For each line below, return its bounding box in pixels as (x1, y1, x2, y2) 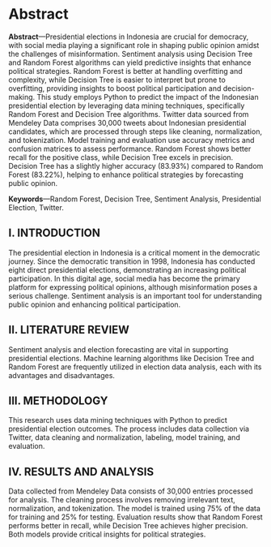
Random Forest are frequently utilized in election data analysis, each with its (8, 362, 262, 372)
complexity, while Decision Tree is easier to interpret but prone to (8, 75, 227, 84)
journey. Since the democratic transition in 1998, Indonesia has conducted (8, 256, 256, 266)
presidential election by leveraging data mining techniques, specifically (8, 101, 245, 110)
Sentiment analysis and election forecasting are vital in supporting (8, 344, 229, 354)
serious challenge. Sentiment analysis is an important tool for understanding (8, 291, 263, 300)
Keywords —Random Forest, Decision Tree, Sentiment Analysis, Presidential (8, 194, 261, 204)
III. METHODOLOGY (8, 394, 108, 407)
